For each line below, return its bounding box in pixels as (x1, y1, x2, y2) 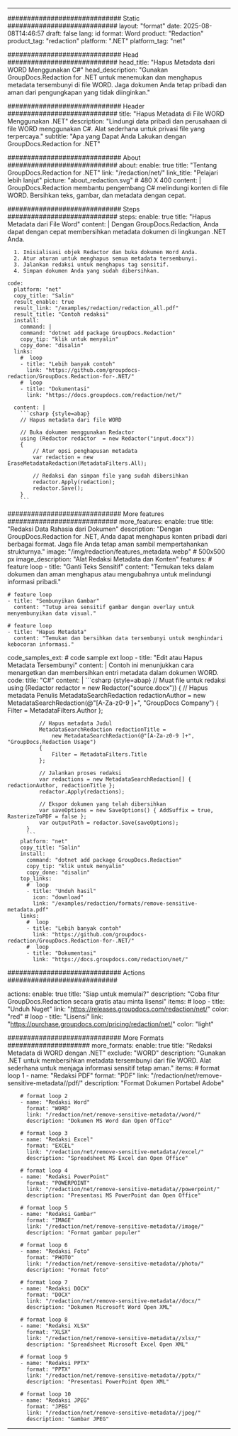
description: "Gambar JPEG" (25, 1415, 110, 1423)
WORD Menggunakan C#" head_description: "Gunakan (7, 65, 169, 74)
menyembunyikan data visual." (7, 610, 97, 617)
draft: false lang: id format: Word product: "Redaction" (45, 29, 204, 38)
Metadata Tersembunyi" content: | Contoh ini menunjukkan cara (7, 661, 195, 669)
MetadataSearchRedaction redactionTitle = (38, 726, 166, 733)
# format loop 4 (20, 1167, 69, 1174)
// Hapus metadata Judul (38, 720, 113, 727)
